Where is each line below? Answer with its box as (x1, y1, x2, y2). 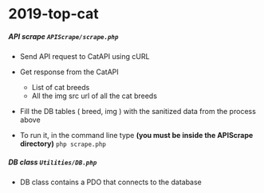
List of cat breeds (31, 83, 90, 93)
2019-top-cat (8, 5, 100, 23)
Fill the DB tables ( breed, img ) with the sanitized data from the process (19, 107, 257, 116)
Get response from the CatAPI (19, 67, 120, 77)
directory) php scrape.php (19, 139, 106, 148)
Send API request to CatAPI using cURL (19, 52, 150, 61)
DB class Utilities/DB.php (8, 157, 97, 167)
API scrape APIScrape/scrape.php (8, 31, 119, 41)
